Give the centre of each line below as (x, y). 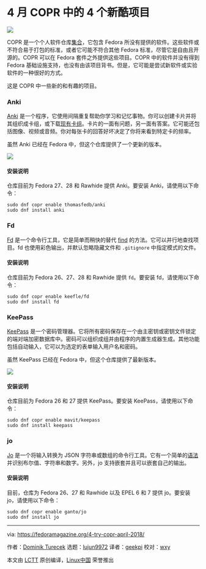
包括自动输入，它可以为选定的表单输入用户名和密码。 (74, 347)
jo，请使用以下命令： (33, 500)
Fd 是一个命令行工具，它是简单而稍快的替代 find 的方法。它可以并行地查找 (100, 240)
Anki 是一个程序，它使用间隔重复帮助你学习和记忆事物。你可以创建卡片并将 (101, 116)
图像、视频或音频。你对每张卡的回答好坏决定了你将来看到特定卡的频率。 (103, 132)
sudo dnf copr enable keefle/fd (48, 296)
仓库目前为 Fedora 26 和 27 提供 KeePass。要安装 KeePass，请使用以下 (97, 401)
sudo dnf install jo (33, 517)
